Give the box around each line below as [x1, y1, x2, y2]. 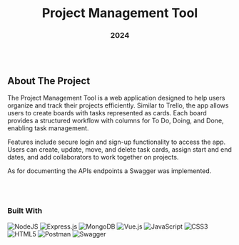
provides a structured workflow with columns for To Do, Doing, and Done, [7, 116, 224, 125]
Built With [7, 206, 43, 216]
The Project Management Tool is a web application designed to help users [7, 94, 225, 103]
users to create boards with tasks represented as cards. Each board [7, 109, 207, 118]
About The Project [7, 75, 91, 87]
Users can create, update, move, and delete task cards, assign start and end [7, 145, 232, 154]
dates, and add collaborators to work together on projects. [7, 153, 179, 162]
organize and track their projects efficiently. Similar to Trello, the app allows [7, 101, 229, 110]
